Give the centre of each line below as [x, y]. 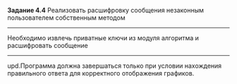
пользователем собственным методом [66, 18]
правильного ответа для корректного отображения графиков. [101, 73]
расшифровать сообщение [48, 46]
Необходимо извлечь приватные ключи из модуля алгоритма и [103, 38]
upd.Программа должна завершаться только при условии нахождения [115, 66]
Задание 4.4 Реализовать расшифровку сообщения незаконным [106, 10]
